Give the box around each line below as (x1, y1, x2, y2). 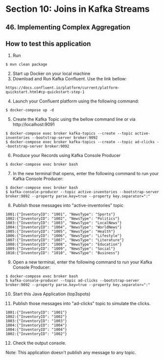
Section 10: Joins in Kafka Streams (5, 3, 150, 15)
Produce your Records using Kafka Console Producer (12, 153, 121, 158)
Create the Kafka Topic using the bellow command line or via (12, 116, 136, 122)
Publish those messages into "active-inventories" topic (12, 203, 124, 208)
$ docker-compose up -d (5, 108, 54, 113)
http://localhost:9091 (12, 122, 55, 128)
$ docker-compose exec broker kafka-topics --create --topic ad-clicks (5, 140, 155, 145)
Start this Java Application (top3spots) (12, 291, 91, 297)
